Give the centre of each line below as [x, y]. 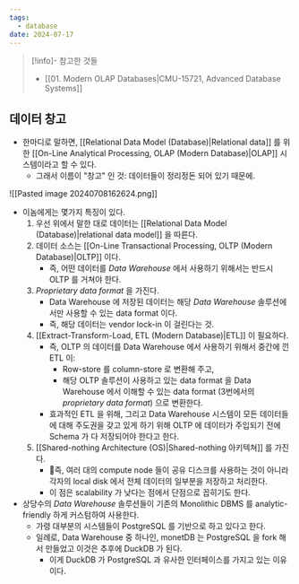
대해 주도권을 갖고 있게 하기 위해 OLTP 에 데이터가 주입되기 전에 [170, 425]
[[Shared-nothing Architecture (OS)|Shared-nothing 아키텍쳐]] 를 [154, 448]
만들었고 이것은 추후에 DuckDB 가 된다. [114, 549]
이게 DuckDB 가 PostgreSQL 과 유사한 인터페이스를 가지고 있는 [160, 560]
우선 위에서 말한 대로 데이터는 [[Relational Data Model [131, 223]
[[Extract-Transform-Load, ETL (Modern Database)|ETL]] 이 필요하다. [162, 336]
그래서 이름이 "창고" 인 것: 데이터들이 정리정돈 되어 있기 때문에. [145, 176]
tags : [19, 17]
